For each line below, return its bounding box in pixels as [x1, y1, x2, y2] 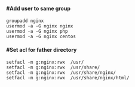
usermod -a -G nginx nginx [6, 23, 73, 29]
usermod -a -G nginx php [6, 29, 68, 35]
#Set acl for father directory [6, 46, 77, 53]
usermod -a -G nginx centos [6, 33, 76, 40]
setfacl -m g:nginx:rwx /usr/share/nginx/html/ [6, 75, 130, 81]
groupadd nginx [6, 18, 44, 24]
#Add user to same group [6, 5, 70, 12]
